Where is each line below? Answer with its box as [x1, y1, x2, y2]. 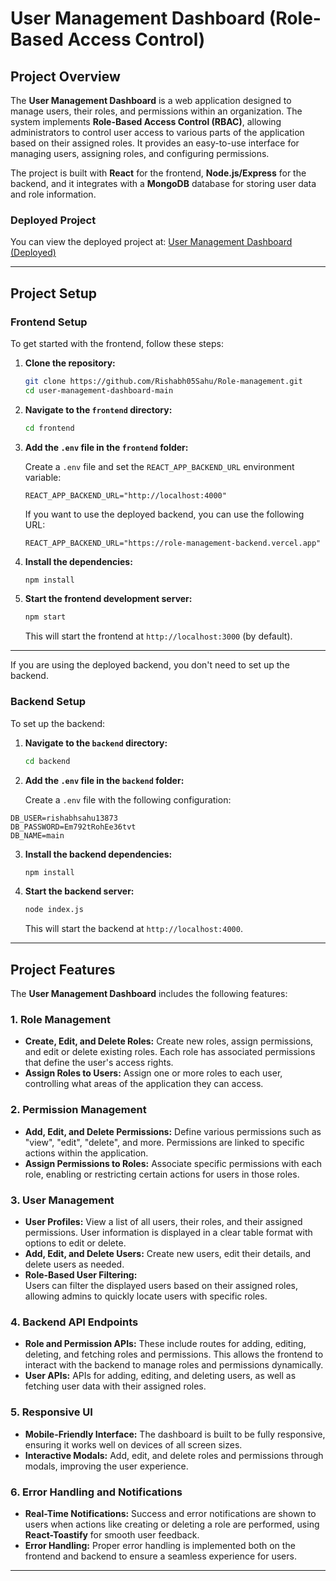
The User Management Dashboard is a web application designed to [10, 95, 292, 106]
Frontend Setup [10, 315, 88, 329]
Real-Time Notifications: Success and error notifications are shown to [24, 1507, 317, 1519]
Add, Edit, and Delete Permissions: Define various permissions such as [24, 1125, 322, 1137]
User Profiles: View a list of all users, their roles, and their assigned [24, 1215, 303, 1227]
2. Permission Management [10, 1103, 147, 1117]
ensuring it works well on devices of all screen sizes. [24, 1438, 243, 1451]
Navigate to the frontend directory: [24, 403, 173, 416]
